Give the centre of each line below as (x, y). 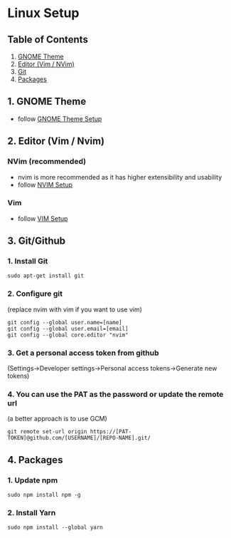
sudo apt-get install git (45, 276)
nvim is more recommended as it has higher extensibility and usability (120, 177)
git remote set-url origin (47, 432)
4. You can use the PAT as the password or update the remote (116, 394)
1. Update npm (33, 480)
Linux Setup (43, 13)
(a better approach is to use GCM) (58, 419)
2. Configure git (35, 294)
